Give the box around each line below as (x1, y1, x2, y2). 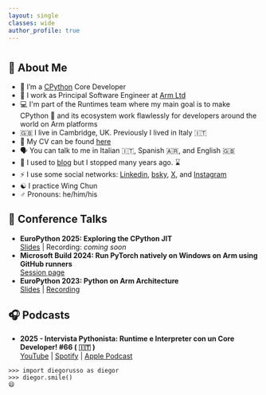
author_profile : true (8, 26, 80, 34)
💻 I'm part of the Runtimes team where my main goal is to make (19, 99, 231, 108)
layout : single (8, 11, 59, 20)
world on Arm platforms (19, 119, 98, 128)
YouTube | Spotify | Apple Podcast (19, 351, 133, 361)
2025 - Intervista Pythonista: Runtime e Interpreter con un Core (19, 334, 235, 343)
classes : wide (8, 19, 56, 27)
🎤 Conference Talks (8, 213, 108, 226)
